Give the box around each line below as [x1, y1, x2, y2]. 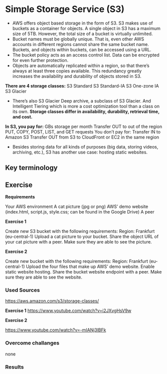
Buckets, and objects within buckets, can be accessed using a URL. [12, 46, 152, 52]
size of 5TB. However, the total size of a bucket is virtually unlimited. [12, 30, 153, 36]
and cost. [12, 113, 33, 119]
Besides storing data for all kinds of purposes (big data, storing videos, [12, 143, 159, 149]
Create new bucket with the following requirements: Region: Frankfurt [5, 258, 148, 264]
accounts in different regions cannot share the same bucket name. [12, 41, 149, 47]
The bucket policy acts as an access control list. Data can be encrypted [12, 51, 160, 58]
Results [5, 363, 24, 370]
